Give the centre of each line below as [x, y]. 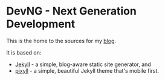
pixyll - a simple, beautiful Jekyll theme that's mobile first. [87, 70]
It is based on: [24, 52]
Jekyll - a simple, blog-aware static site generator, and [83, 64]
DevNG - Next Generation [72, 11]
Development [41, 24]
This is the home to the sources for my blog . [61, 41]
